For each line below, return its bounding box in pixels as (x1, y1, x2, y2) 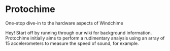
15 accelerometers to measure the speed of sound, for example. (5, 40, 139, 46)
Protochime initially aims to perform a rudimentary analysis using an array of (5, 35, 165, 41)
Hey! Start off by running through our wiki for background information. (5, 29, 152, 35)
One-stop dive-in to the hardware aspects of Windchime (5, 20, 123, 26)
